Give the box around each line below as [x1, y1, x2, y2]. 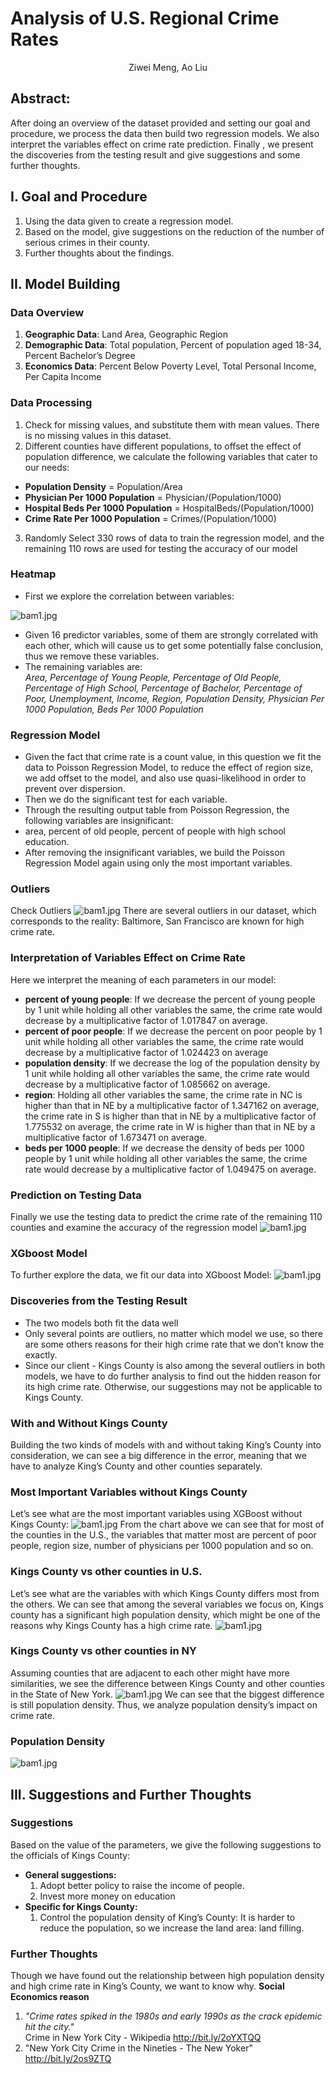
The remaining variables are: [24, 660, 143, 672]
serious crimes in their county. [24, 236, 150, 248]
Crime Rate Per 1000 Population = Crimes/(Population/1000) [24, 512, 277, 524]
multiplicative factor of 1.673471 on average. [24, 1131, 208, 1143]
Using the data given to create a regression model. [24, 215, 234, 227]
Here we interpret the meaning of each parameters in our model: [10, 973, 277, 986]
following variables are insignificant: [24, 815, 174, 827]
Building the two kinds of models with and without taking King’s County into [10, 1438, 322, 1451]
